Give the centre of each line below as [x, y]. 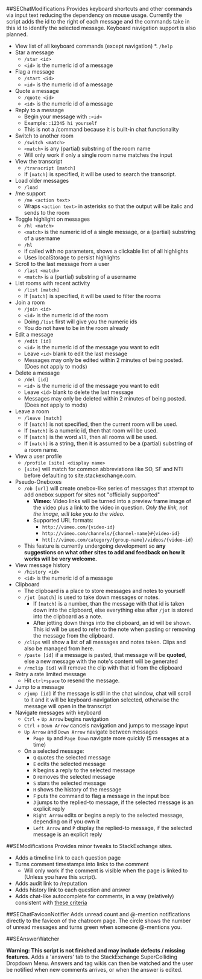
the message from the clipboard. [74, 635]
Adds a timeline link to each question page [68, 858]
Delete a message [37, 373]
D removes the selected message [74, 777]
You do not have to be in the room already [76, 328]
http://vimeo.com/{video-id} [79, 527]
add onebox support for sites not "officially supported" [92, 495]
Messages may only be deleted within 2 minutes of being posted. [105, 398]
